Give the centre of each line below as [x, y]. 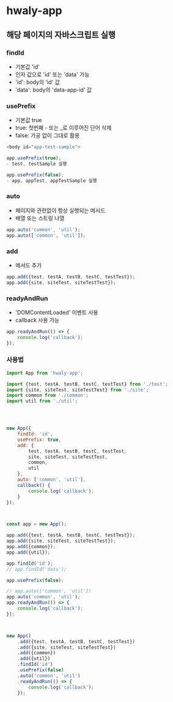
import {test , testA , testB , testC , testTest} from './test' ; [87, 384]
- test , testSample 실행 [37, 164]
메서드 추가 [28, 265]
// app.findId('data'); [37, 569]
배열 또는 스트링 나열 [40, 218]
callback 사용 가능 [37, 320]
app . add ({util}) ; [28, 552]
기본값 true [28, 120]
